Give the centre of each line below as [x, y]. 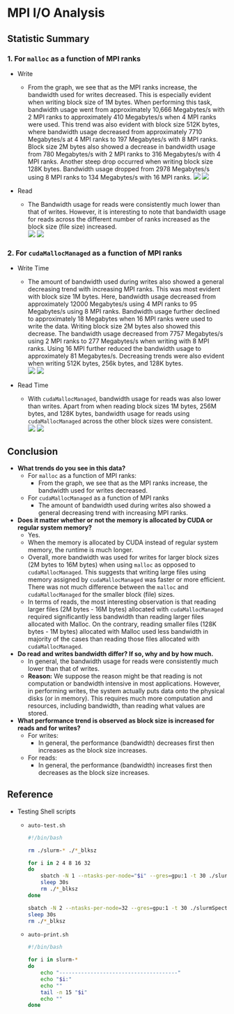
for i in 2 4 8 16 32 [59, 863]
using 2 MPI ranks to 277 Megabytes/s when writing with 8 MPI [118, 341]
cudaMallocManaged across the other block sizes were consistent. [120, 421]
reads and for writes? [49, 727]
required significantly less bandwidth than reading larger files [116, 616]
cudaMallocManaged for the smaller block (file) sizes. [101, 594]
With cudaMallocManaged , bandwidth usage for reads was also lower [124, 399]
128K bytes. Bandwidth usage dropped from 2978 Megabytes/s [119, 168]
